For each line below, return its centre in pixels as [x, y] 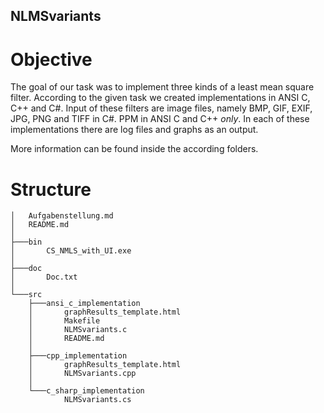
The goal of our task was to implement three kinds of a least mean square [162, 87]
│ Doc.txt [44, 277]
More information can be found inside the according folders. [134, 149]
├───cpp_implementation [78, 356]
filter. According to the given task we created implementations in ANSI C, [160, 98]
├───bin [26, 242]
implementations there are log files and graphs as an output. [134, 130]
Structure [51, 189]
